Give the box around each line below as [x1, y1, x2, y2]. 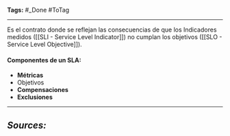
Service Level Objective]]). [7, 41, 82, 48]
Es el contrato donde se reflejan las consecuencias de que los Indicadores [7, 25, 217, 34]
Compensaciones [16, 86, 68, 94]
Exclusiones [16, 93, 53, 102]
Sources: [7, 120, 47, 131]
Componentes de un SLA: [7, 56, 81, 64]
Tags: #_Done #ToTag [7, 6, 70, 14]
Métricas [16, 71, 44, 80]
